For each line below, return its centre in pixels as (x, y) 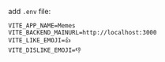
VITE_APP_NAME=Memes (42, 26)
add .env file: (30, 11)
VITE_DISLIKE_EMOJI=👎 (45, 50)
